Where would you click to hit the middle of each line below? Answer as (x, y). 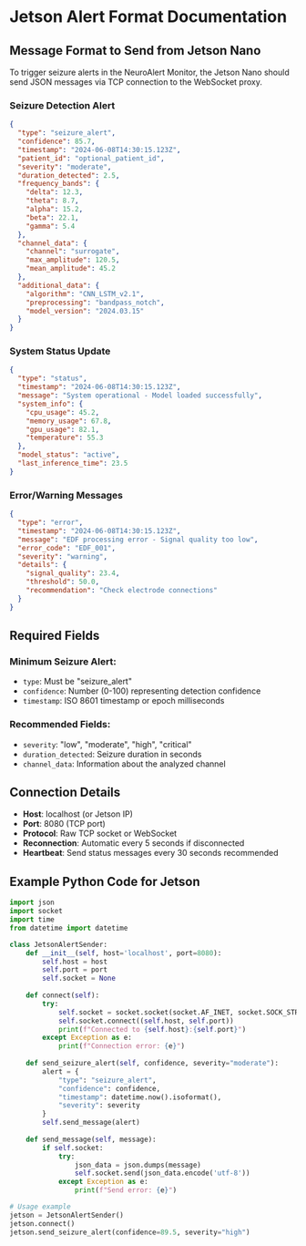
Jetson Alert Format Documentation (148, 17)
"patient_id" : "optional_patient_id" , (92, 158)
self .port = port (75, 970)
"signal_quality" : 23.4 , (73, 573)
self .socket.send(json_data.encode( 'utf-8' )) (162, 1173)
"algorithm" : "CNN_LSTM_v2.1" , (85, 293)
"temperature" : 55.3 (65, 438)
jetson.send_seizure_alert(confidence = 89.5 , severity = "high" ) (130, 1232)
